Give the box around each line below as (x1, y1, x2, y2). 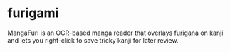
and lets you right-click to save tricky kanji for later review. (7, 36, 179, 44)
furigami (7, 5, 59, 21)
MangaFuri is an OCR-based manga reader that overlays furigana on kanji (7, 28, 224, 37)
